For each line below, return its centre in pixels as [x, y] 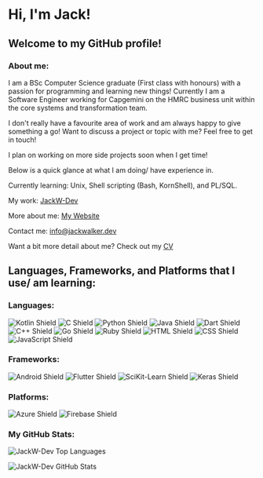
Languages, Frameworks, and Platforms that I [122, 271]
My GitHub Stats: [42, 435]
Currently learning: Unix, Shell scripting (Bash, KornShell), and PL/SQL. [123, 185]
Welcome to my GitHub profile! [85, 44]
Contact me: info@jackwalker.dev [62, 231]
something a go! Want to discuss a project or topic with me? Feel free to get [131, 131]
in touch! [22, 140]
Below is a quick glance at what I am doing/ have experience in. [111, 170]
